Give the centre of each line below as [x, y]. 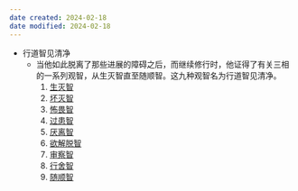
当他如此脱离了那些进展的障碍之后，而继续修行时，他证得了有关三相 [163, 64]
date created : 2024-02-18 [58, 18]
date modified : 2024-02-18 [60, 26]
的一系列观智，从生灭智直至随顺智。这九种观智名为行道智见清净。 [158, 75]
